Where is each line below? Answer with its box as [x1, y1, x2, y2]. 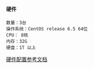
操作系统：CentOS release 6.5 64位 [6, 26, 88, 32]
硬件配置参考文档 [6, 56, 48, 63]
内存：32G [6, 39, 28, 45]
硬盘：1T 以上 [6, 45, 36, 51]
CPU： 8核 [6, 32, 28, 38]
